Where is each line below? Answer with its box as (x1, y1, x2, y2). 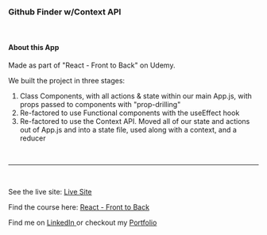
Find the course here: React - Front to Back (8, 202, 149, 212)
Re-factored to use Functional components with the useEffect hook (19, 108, 240, 118)
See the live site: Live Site (8, 187, 93, 196)
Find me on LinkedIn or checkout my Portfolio (8, 218, 157, 227)
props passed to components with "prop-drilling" (19, 99, 181, 109)
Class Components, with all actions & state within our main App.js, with (19, 91, 253, 101)
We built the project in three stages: (8, 75, 126, 85)
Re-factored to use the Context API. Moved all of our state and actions (19, 116, 250, 125)
